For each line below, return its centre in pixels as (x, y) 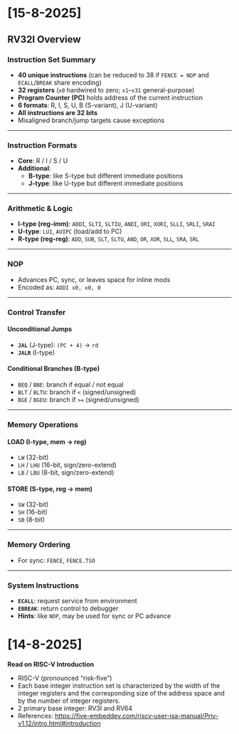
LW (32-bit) (33, 458)
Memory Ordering (39, 545)
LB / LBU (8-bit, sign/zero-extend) (66, 473)
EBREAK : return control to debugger (68, 608)
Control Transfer (37, 312)
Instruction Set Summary (52, 60)
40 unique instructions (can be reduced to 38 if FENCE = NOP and (113, 75)
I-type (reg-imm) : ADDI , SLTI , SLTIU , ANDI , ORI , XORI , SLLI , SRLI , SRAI (116, 224)
